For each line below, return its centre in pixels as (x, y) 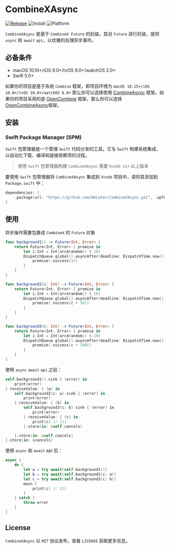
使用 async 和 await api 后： (34, 451)
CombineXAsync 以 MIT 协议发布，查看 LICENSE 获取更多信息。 (68, 540)
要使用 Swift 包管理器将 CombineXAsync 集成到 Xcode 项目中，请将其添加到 (82, 177)
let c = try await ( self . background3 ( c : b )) (70, 479)
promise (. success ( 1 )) (55, 261)
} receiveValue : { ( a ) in (32, 389)
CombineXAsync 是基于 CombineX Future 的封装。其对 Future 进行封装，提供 (82, 33)
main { (30, 484)
